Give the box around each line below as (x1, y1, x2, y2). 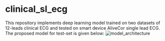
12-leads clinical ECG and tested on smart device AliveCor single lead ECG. (5, 25, 160, 31)
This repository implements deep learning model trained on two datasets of (5, 20, 160, 26)
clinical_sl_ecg (5, 3, 68, 15)
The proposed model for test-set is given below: (5, 30, 104, 36)
